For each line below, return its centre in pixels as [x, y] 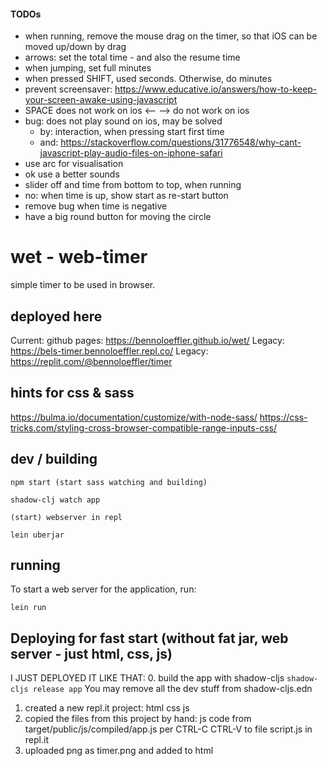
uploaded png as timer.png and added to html [119, 751]
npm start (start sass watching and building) [109, 482]
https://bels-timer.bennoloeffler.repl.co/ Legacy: [109, 351]
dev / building [54, 459]
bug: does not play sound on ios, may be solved [123, 121]
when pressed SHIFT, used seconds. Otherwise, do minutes [148, 79]
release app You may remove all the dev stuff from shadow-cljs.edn [172, 689]
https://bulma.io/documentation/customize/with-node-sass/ [134, 417]
